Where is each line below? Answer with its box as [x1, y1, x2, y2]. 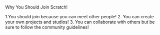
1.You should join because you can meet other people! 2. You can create [5, 14, 154, 19]
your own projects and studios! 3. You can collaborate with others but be [5, 19, 155, 25]
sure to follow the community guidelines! [5, 24, 89, 30]
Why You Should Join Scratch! [5, 4, 68, 10]
